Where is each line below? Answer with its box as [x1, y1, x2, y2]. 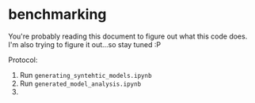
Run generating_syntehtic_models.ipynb [19, 70, 152, 79]
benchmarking [8, 6, 107, 24]
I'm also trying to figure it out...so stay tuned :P [8, 39, 161, 49]
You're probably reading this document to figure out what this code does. [8, 31, 248, 41]
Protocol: [8, 55, 38, 64]
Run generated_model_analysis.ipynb [19, 79, 142, 88]
